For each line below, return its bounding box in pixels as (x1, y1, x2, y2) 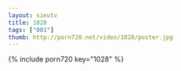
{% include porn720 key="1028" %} (8, 55, 124, 64)
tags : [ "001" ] (8, 26, 55, 34)
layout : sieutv (8, 11, 58, 20)
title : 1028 (8, 19, 47, 27)
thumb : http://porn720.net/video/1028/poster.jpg (8, 33, 174, 41)
